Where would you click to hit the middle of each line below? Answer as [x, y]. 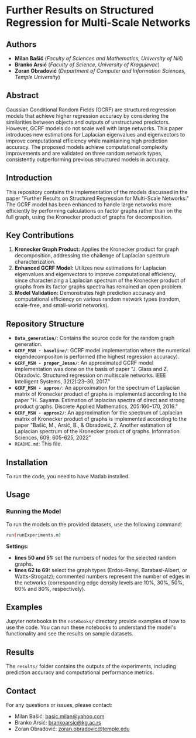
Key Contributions [40, 235]
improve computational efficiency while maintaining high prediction [87, 141]
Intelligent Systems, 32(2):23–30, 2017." [62, 382]
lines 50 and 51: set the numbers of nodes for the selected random [95, 557]
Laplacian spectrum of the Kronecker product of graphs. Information [97, 431]
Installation [27, 462]
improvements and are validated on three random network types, [84, 153]
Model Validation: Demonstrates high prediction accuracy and [90, 293]
